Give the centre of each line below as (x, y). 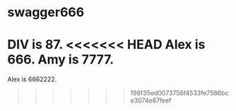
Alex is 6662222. (32, 79)
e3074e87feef (151, 100)
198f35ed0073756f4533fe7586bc (179, 93)
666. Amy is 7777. (61, 60)
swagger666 (46, 12)
